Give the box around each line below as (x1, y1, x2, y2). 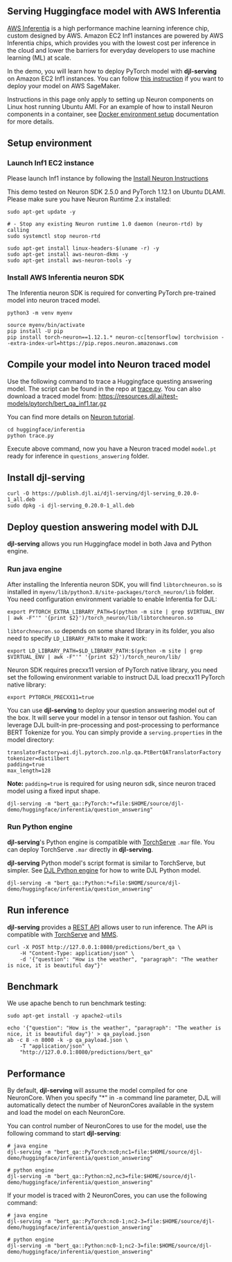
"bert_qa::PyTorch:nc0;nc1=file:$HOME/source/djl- (53, 1149, 203, 1156)
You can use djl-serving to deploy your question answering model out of (7, 706, 215, 714)
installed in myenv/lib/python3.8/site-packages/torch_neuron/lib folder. (7, 587, 215, 596)
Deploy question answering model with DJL (7, 521, 199, 533)
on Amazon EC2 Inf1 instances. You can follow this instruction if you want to (7, 74, 224, 83)
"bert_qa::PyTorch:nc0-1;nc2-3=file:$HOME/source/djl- (53, 1218, 215, 1225)
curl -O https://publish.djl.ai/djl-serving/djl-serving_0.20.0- (7, 490, 199, 497)
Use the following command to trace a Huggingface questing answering (7, 377, 213, 385)
